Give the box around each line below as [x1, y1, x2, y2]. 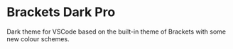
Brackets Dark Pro [6, 4, 116, 20]
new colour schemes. [6, 34, 70, 43]
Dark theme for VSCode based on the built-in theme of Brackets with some [6, 27, 227, 36]
